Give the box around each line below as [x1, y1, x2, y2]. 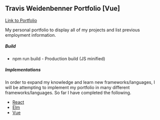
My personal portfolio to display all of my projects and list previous [5, 27, 140, 33]
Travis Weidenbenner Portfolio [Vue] [5, 4, 121, 13]
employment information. [5, 32, 56, 38]
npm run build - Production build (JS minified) [12, 55, 105, 61]
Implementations [5, 67, 41, 73]
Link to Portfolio [5, 17, 37, 23]
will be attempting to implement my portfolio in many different [5, 84, 130, 90]
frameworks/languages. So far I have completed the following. [5, 90, 131, 96]
